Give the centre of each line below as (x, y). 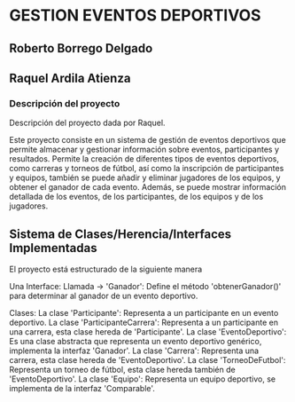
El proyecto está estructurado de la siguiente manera (106, 269)
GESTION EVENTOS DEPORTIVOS (135, 16)
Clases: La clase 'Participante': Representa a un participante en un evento (144, 313)
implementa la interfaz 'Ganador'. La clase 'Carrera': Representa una (134, 351)
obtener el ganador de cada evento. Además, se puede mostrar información (147, 187)
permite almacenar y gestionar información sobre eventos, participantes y (144, 150)
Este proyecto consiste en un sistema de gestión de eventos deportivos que (147, 140)
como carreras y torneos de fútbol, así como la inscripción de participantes (147, 169)
